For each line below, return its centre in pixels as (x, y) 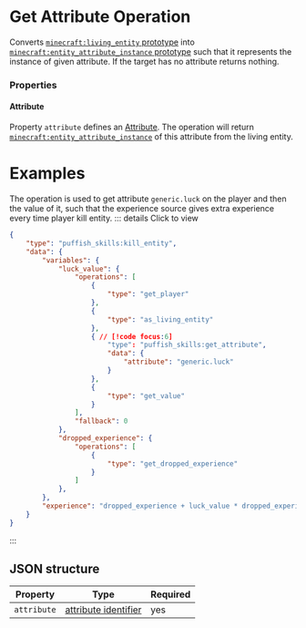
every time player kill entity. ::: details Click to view (104, 218)
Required (170, 594)
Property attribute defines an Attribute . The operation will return (132, 127)
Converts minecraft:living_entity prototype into (102, 42)
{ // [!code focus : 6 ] (132, 336)
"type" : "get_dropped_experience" (173, 463)
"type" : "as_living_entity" (160, 319)
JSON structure (55, 569)
